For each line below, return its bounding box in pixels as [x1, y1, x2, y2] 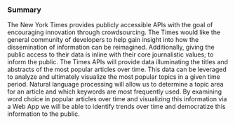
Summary [7, 5, 42, 15]
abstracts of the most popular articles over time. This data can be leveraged [7, 65, 227, 74]
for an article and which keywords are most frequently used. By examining [7, 87, 222, 96]
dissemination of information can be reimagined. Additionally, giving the [7, 43, 215, 52]
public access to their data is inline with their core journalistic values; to [7, 50, 214, 59]
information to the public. [7, 110, 80, 118]
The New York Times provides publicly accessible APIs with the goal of [7, 21, 213, 29]
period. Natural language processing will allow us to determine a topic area [7, 80, 224, 89]
